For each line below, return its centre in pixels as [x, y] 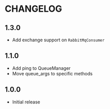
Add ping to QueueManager [41, 68]
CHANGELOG [33, 9]
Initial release [26, 102]
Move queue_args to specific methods [52, 73]
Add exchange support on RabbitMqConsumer [58, 40]
